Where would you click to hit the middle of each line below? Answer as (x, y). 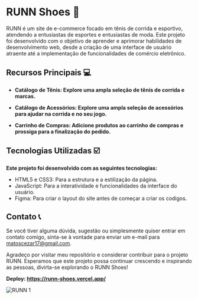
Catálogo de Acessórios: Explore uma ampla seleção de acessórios (99, 107)
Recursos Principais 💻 (49, 73)
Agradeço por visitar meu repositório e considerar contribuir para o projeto (97, 255)
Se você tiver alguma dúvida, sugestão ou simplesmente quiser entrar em (96, 231)
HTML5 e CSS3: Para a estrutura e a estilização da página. (86, 179)
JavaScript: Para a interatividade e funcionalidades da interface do (96, 186)
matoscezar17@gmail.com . (39, 244)
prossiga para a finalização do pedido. (63, 132)
